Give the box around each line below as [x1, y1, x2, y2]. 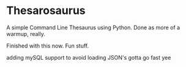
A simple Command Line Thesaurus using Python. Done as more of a [6, 24, 180, 31]
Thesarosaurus [6, 4, 86, 18]
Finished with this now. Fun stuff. [6, 42, 89, 49]
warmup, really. [6, 30, 46, 37]
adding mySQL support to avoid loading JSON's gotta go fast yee [6, 54, 171, 61]
